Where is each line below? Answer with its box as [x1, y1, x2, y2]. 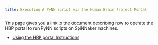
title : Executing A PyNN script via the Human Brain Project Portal [5, 7, 147, 12]
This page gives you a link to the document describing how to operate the [5, 20, 154, 26]
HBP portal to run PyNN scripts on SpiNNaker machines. [5, 25, 118, 31]
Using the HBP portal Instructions [12, 34, 79, 40]
